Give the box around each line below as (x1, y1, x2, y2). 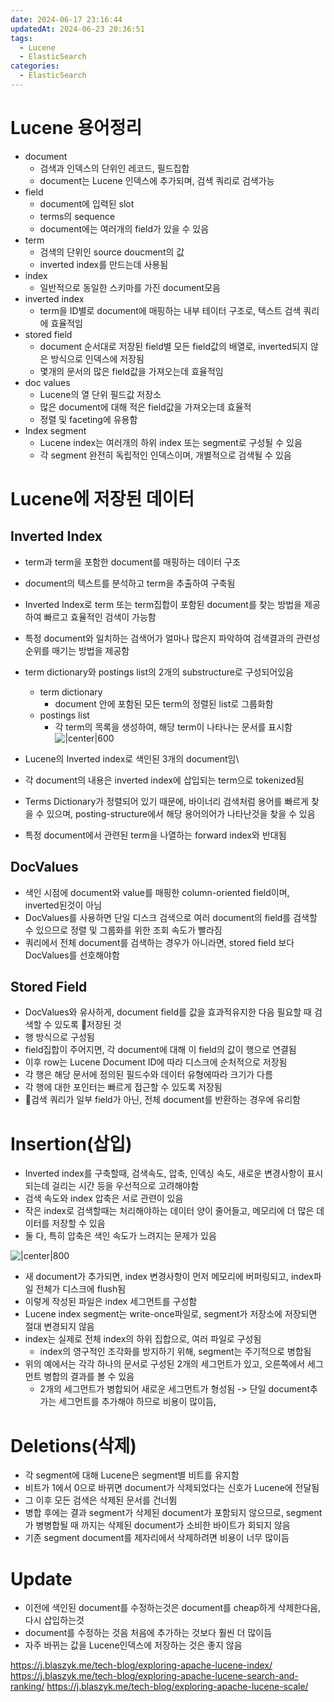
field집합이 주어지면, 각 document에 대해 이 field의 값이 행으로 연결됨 (24, 1044, 297, 1056)
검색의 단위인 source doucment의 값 (39, 246, 185, 258)
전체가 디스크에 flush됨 (35, 1283, 127, 1295)
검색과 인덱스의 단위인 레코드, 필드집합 (39, 162, 190, 174)
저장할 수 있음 (51, 1217, 106, 1230)
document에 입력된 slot (39, 197, 135, 210)
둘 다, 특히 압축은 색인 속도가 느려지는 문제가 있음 (24, 1230, 217, 1242)
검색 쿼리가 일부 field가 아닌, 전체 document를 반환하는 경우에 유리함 (24, 1094, 301, 1106)
